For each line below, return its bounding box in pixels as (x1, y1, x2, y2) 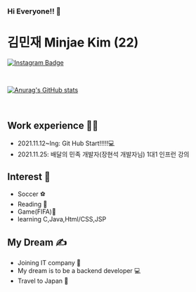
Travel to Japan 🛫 (17, 276, 69, 285)
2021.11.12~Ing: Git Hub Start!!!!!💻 (17, 139, 115, 147)
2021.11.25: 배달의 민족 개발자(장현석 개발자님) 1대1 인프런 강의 (17, 150, 190, 158)
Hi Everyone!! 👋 (7, 6, 61, 16)
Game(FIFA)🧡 (17, 207, 56, 216)
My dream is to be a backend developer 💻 (17, 267, 141, 275)
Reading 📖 (17, 200, 48, 209)
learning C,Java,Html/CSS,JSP (17, 215, 107, 224)
